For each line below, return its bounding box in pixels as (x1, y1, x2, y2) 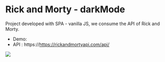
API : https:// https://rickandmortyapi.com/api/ (12, 41, 109, 47)
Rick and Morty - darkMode (5, 4, 125, 15)
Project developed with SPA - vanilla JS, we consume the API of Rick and (5, 20, 160, 27)
